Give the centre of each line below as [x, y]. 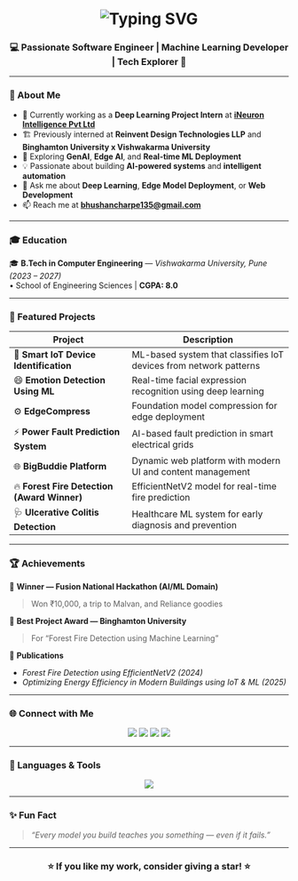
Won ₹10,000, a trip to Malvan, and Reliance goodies [127, 604]
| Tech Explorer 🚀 [149, 62]
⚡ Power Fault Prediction [67, 432]
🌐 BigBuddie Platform [60, 467]
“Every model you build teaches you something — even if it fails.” [150, 835]
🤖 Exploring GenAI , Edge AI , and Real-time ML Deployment [132, 156]
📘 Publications [36, 655]
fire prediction [161, 498]
